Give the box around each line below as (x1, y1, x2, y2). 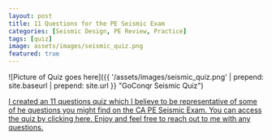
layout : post (8, 11, 53, 20)
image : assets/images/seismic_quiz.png (8, 42, 144, 50)
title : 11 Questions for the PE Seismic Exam (8, 20, 165, 28)
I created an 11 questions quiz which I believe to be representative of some (8, 97, 257, 106)
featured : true (8, 50, 60, 58)
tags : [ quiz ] (8, 34, 53, 43)
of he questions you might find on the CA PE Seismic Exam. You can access (8, 105, 262, 115)
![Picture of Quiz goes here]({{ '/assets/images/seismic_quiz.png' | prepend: (8, 72, 264, 81)
